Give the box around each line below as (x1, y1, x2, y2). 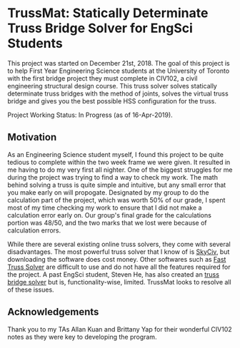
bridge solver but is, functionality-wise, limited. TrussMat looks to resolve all (7, 277, 231, 286)
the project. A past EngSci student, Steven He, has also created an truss (7, 270, 220, 279)
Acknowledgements (7, 306, 99, 318)
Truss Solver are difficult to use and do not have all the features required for (7, 262, 231, 271)
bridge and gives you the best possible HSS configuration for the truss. (7, 96, 216, 105)
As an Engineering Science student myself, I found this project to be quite (7, 150, 224, 158)
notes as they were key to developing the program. (7, 332, 157, 341)
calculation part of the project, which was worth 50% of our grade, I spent (7, 195, 226, 204)
